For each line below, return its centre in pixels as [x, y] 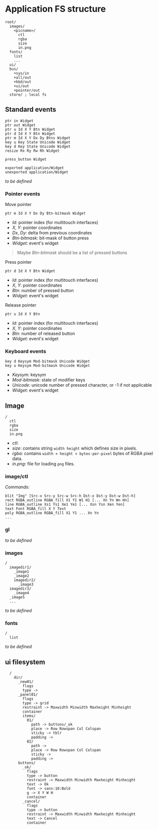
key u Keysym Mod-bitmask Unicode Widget [48, 366]
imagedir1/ [20, 567]
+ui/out [21, 86]
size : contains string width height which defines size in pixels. [75, 448]
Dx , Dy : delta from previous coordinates [52, 233]
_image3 [26, 584]
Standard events [31, 110]
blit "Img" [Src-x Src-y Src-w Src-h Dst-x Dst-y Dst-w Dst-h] [70, 496]
